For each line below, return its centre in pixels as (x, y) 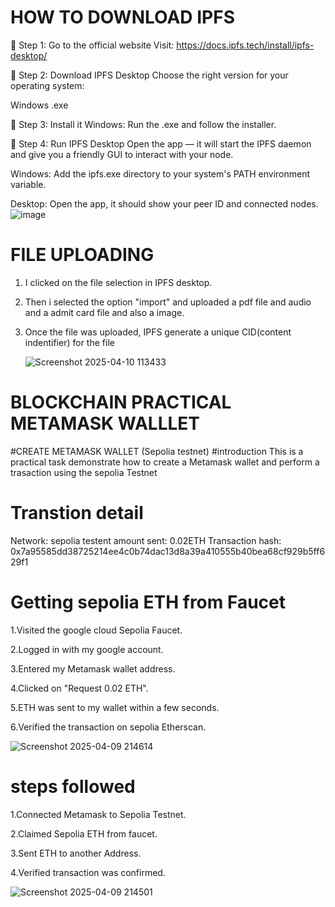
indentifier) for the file (69, 342)
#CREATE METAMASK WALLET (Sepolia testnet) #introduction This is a (157, 451)
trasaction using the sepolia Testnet (84, 472)
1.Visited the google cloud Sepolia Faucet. (96, 630)
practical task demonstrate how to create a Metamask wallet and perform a (165, 462)
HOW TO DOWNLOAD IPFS (122, 17)
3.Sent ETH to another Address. (76, 853)
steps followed (73, 786)
